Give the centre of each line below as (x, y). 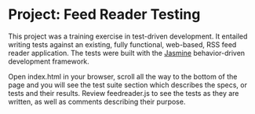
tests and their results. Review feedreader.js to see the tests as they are (124, 93)
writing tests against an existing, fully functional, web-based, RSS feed (122, 44)
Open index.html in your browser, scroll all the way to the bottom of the (123, 76)
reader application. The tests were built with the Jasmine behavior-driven (127, 53)
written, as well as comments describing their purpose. (97, 101)
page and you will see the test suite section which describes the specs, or (127, 85)
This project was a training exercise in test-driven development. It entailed (128, 36)
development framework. (49, 61)
